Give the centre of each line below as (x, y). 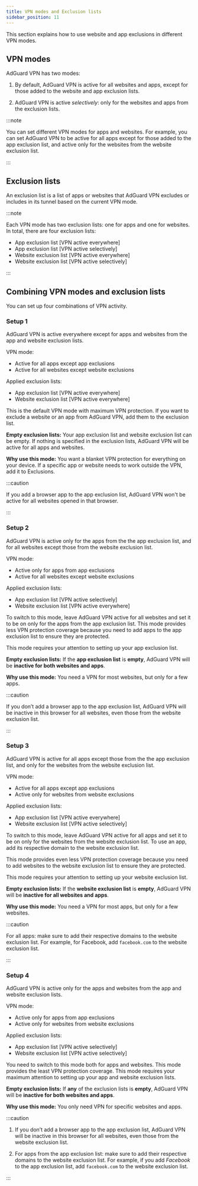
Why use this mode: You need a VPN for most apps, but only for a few (92, 906)
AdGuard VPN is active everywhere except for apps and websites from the (97, 334)
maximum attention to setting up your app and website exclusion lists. (91, 1077)
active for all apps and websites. (46, 447)
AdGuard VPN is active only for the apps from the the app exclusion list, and (99, 540)
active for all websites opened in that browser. (62, 501)
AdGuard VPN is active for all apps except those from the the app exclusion (98, 758)
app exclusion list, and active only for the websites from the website (89, 145)
